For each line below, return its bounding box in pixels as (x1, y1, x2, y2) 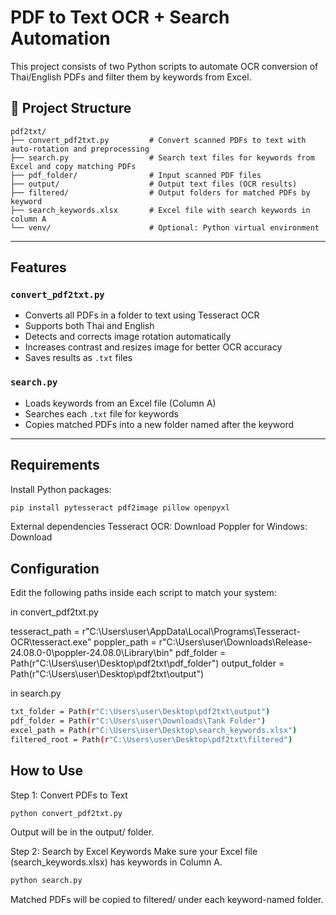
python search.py (10, 876, 83, 886)
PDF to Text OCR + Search (10, 6, 230, 29)
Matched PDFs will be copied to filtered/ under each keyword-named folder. (10, 894, 324, 906)
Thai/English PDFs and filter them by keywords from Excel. (10, 71, 252, 83)
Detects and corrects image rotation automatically (24, 331, 232, 343)
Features (10, 259, 67, 276)
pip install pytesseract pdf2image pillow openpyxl (10, 502, 230, 513)
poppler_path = (93, 636, 157, 648)
